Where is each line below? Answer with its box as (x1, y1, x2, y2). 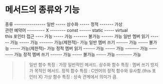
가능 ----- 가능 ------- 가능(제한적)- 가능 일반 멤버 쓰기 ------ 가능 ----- (10, 39, 148, 45)
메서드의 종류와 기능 (5, 4, 80, 15)
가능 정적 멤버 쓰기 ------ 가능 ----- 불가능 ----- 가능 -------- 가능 (14, 51, 141, 57)
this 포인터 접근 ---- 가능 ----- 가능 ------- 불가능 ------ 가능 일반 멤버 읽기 (5, 33, 150, 39)
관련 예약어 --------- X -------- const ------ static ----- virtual (5, 27, 128, 33)
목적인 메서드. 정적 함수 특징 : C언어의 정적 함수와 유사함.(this (34, 68, 151, 73)
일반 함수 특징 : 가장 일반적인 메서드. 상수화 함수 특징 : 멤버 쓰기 (29, 61, 149, 68)
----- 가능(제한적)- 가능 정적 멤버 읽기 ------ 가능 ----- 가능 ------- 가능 (10, 45, 148, 51)
